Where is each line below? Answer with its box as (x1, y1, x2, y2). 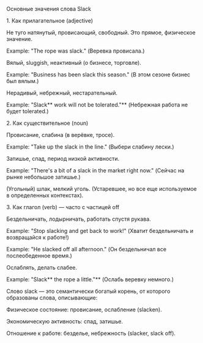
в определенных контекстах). (6, 192, 84, 199)
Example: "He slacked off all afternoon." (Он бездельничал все (6, 246, 167, 253)
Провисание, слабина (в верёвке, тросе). (6, 131, 115, 138)
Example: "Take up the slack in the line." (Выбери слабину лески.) (6, 143, 174, 150)
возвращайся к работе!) (6, 234, 69, 241)
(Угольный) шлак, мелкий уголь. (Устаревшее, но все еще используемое (6, 185, 197, 192)
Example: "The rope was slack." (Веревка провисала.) (6, 47, 145, 54)
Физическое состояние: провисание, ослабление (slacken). (6, 306, 162, 313)
